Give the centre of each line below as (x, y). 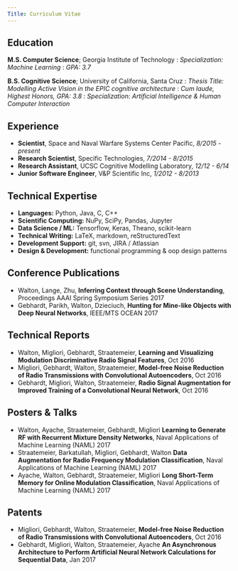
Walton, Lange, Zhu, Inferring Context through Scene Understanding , (121, 290)
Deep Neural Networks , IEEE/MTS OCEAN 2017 (88, 313)
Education (31, 43)
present (29, 151)
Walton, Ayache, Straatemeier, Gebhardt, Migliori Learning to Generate (121, 429)
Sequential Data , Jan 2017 (56, 560)
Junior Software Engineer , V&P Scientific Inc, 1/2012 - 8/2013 (108, 174)
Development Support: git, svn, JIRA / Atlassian (88, 243)
